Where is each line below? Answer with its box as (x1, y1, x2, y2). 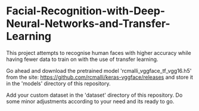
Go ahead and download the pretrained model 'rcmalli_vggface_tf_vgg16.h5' (6, 67, 192, 74)
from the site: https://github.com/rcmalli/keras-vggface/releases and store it (6, 73, 194, 81)
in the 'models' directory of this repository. (6, 79, 111, 87)
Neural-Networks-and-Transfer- (6, 17, 171, 30)
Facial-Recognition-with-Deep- (6, 4, 166, 18)
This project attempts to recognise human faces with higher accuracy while (6, 49, 192, 56)
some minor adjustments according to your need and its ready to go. (6, 97, 175, 105)
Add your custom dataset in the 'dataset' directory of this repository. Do (6, 91, 183, 98)
